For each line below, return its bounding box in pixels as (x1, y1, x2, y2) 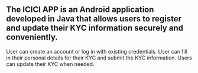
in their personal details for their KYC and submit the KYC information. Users (6, 54, 192, 61)
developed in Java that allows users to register (6, 14, 182, 24)
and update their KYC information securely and (6, 23, 183, 33)
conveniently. (6, 32, 58, 42)
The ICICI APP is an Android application (6, 5, 154, 15)
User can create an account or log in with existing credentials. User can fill (6, 48, 188, 55)
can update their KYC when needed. (6, 60, 95, 67)
